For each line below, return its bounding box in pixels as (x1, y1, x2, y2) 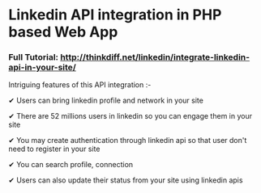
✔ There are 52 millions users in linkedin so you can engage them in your (8, 111, 253, 121)
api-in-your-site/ (8, 62, 77, 73)
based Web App (8, 23, 118, 41)
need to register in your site (8, 144, 101, 154)
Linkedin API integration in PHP (8, 6, 222, 24)
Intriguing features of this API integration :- (8, 80, 152, 90)
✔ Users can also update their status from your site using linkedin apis (8, 175, 243, 185)
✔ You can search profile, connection (8, 160, 134, 170)
